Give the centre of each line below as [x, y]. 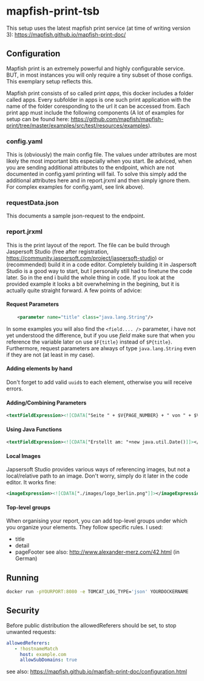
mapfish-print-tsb [53, 11]
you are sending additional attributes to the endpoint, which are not [90, 168]
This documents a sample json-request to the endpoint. [76, 216]
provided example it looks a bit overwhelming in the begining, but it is [93, 284]
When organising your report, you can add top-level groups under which [97, 521]
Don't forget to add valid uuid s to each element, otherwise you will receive [99, 382]
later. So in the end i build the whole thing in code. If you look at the [90, 277]
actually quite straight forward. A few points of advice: [74, 290]
